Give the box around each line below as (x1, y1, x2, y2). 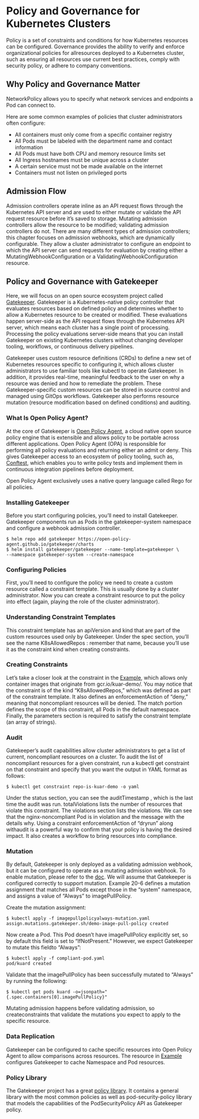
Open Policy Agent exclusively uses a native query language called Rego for (6, 477, 192, 484)
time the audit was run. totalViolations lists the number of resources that (6, 801, 183, 808)
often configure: (6, 119, 46, 127)
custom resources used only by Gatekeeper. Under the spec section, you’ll (6, 633, 189, 640)
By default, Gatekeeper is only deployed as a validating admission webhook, (6, 861, 193, 868)
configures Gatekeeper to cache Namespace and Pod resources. (6, 1058, 165, 1066)
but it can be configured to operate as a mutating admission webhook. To (6, 867, 186, 874)
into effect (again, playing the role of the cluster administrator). (6, 598, 160, 605)
